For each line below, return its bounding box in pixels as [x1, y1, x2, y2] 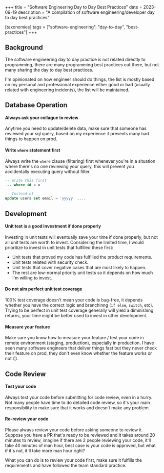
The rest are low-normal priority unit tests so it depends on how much [12, 270, 153, 275]
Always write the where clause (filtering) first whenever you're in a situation [5, 158, 156, 164]
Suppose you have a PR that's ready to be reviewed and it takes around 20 [5, 432, 155, 438]
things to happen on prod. [5, 136, 58, 142]
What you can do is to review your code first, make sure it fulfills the [5, 457, 142, 463]
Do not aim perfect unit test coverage [5, 286, 82, 292]
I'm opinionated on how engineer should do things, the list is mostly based [5, 76, 155, 82]
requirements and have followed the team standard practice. [5, 462, 127, 468]
